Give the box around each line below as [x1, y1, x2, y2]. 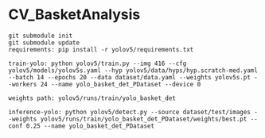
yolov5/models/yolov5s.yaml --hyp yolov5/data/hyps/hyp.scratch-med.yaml [8, 66, 259, 75]
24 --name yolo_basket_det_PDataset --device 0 [40, 80, 201, 88]
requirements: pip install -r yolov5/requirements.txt [8, 45, 194, 53]
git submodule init [8, 32, 73, 40]
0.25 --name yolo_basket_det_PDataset [25, 121, 155, 130]
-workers [8, 80, 37, 88]
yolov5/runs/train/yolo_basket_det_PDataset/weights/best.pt [40, 115, 247, 123]
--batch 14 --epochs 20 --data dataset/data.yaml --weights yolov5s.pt [8, 73, 251, 81]
